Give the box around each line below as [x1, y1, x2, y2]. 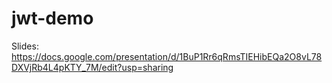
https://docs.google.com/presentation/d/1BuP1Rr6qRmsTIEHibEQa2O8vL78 [11, 50, 323, 62]
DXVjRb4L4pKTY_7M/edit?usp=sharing [11, 61, 174, 73]
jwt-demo [11, 7, 94, 30]
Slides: [11, 40, 39, 52]
